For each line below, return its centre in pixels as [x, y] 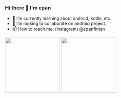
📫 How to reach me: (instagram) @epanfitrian [59, 29]
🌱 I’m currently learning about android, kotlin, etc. [62, 19]
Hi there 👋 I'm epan [28, 8]
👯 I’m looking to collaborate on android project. [59, 23]
